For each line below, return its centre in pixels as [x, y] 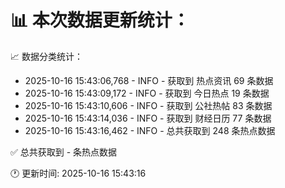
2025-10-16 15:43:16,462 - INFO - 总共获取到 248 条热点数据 [150, 130]
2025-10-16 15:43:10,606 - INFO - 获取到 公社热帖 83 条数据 [148, 105]
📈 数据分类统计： [46, 56]
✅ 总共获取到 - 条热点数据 [64, 152]
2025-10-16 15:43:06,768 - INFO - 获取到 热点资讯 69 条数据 [149, 80]
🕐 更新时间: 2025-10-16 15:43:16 [78, 173]
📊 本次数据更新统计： [100, 20]
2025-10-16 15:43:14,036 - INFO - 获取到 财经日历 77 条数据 [148, 118]
